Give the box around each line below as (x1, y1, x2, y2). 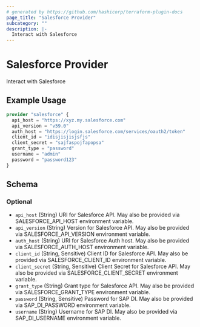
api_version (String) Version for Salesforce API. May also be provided (15, 224, 190, 232)
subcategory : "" (6, 20, 47, 26)
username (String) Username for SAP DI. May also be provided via (15, 308, 178, 315)
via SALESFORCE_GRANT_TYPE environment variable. (15, 289, 150, 296)
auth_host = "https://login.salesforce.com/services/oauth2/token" (12, 128, 186, 134)
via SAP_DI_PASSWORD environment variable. (15, 301, 131, 309)
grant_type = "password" (12, 145, 75, 152)
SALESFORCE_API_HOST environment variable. (15, 218, 134, 225)
